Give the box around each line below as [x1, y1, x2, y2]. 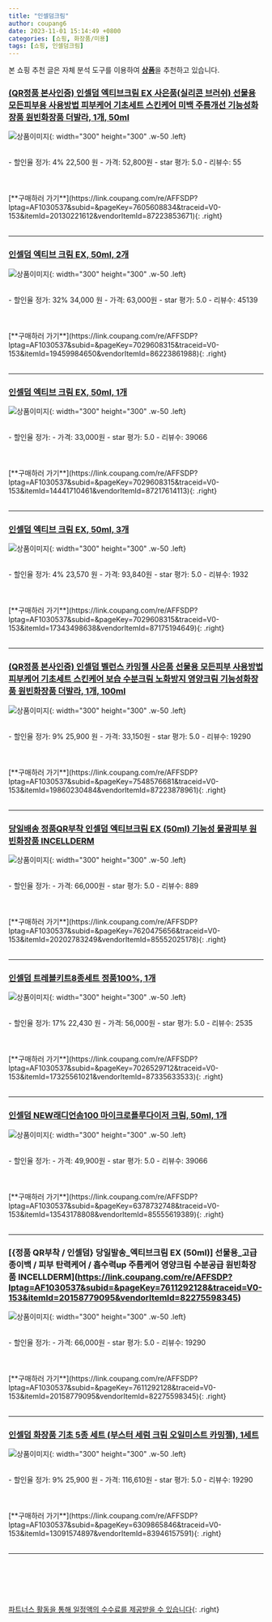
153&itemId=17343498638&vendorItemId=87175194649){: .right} [8, 623, 225, 633]
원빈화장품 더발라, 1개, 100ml [17, 685, 126, 697]
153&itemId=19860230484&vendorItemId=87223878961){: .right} [8, 785, 227, 795]
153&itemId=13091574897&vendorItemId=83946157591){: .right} [8, 1529, 222, 1539]
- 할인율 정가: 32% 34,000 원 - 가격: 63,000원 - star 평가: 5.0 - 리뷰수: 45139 [8, 295, 258, 305]
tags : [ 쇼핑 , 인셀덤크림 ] [8, 42, 84, 50]
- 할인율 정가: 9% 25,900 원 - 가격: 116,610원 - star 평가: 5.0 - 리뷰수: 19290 [8, 1475, 253, 1485]
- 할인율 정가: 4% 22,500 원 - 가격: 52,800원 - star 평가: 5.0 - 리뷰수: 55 [8, 157, 242, 167]
